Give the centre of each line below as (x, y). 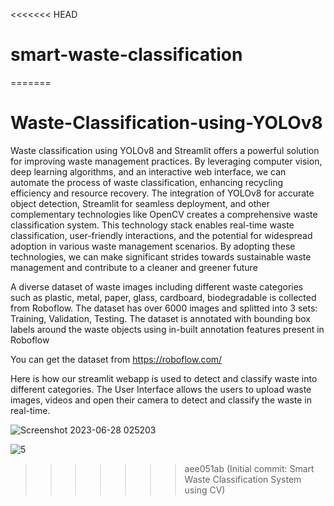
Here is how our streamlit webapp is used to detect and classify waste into (164, 378)
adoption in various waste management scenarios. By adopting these (153, 246)
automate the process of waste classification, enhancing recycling (147, 182)
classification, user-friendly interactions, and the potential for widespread (161, 235)
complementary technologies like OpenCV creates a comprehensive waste (164, 214)
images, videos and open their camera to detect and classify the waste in (161, 400)
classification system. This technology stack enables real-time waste (152, 225)
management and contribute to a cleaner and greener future (134, 267)
